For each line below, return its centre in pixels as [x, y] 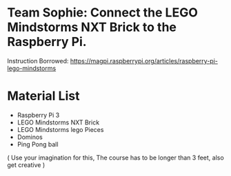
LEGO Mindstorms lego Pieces [60, 129]
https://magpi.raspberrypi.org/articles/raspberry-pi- [144, 60]
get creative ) [26, 165]
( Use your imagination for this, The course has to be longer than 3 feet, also [115, 157]
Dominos [30, 137]
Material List [43, 96]
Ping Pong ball [38, 144]
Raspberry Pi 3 [38, 115]
